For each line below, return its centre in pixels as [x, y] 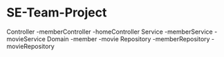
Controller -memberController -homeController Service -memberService [110, 32]
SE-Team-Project [57, 13]
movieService [26, 38]
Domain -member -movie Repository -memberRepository [128, 38]
